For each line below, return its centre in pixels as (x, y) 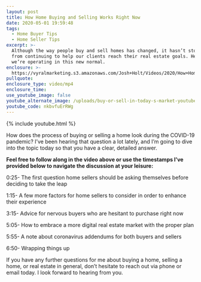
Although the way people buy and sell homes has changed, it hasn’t (99, 51)
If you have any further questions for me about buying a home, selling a (94, 260)
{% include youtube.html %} (41, 123)
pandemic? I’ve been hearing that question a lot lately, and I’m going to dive (99, 141)
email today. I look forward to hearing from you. (65, 272)
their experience (26, 202)
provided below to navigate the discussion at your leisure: (80, 166)
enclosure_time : (26, 90)
